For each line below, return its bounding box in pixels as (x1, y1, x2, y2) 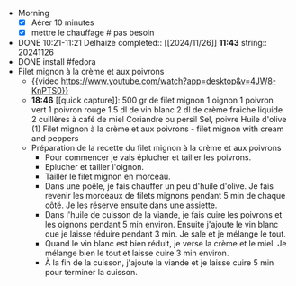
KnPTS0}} (31, 85, 69, 96)
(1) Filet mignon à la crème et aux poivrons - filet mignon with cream (31, 123, 284, 134)
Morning (17, 8, 49, 18)
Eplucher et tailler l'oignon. (44, 162, 145, 173)
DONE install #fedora (17, 57, 96, 67)
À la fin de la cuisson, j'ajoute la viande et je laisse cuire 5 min (44, 257, 274, 268)
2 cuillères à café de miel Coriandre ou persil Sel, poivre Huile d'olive (31, 114, 287, 125)
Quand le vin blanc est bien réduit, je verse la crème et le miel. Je (44, 238, 287, 249)
